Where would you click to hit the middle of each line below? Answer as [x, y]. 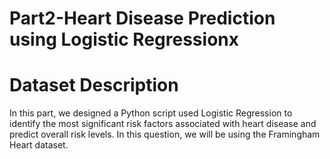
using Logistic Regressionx [124, 39]
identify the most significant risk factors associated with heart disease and [163, 124]
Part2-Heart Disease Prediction [142, 18]
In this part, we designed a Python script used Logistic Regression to [151, 113]
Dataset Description [94, 85]
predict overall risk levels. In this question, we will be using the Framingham [165, 134]
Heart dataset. [39, 145]
